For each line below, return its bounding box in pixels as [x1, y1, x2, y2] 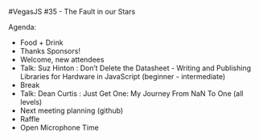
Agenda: [8, 22, 37, 31]
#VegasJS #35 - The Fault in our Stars [8, 7, 136, 16]
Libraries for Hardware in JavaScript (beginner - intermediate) [19, 72, 226, 81]
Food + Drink [19, 38, 64, 47]
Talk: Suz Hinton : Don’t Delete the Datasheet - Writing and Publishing [19, 63, 252, 73]
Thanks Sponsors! [19, 46, 80, 55]
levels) [19, 98, 43, 106]
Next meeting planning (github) [19, 106, 124, 115]
